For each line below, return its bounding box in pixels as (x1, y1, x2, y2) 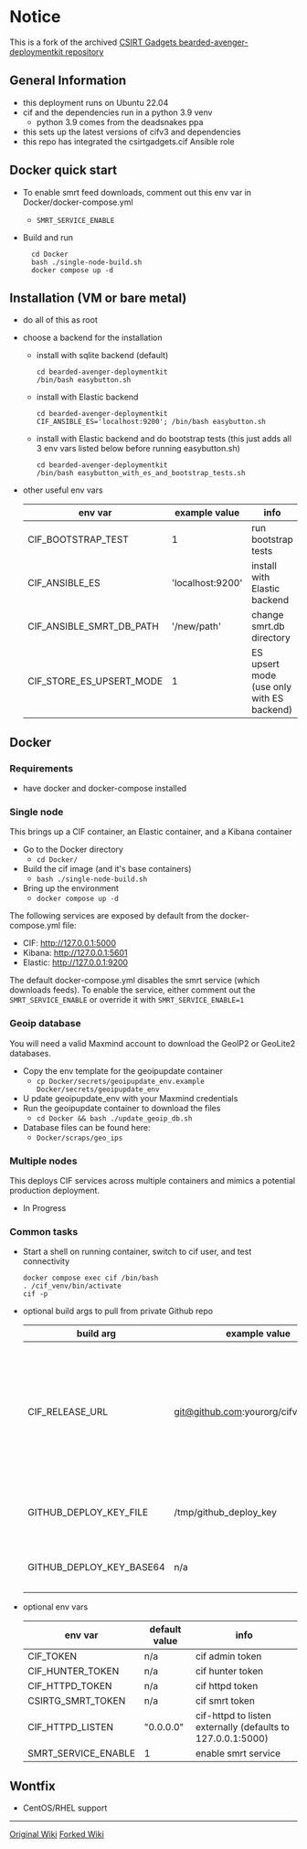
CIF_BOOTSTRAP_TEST (26, 533, 130, 546)
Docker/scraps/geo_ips (36, 1133, 123, 1142)
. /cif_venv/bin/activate (22, 1281, 122, 1291)
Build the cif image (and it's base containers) (22, 864, 192, 875)
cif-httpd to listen (195, 1709, 271, 1722)
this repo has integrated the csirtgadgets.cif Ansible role (22, 135, 235, 147)
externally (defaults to (195, 1721, 291, 1734)
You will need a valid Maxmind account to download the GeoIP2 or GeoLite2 (9, 1037, 296, 1048)
